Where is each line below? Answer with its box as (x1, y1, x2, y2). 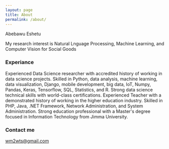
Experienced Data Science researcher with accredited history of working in (5, 70, 162, 76)
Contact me (5, 126, 35, 133)
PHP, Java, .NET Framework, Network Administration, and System (5, 103, 144, 109)
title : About (5, 12, 33, 17)
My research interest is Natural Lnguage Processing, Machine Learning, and (5, 41, 164, 47)
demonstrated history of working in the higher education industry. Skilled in (5, 97, 163, 103)
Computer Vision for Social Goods (5, 46, 77, 52)
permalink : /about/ (5, 17, 47, 22)
